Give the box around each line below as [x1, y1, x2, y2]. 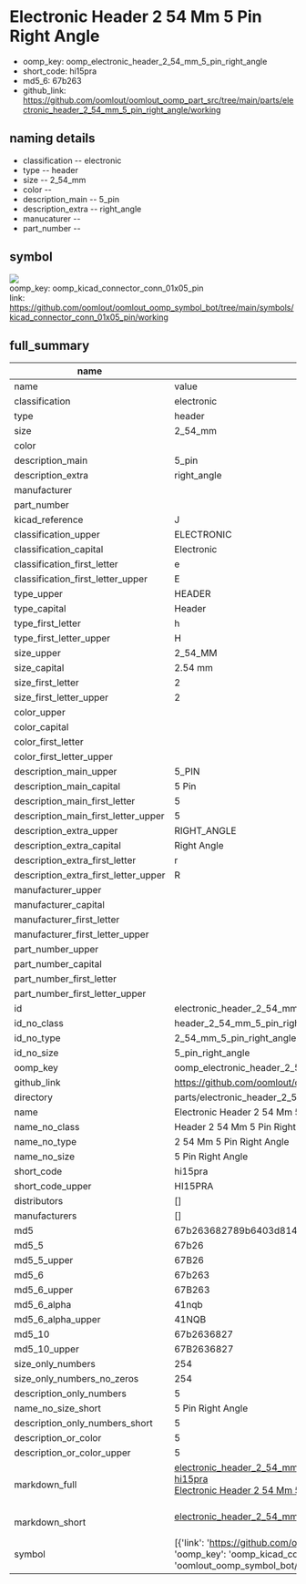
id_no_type [14, 1032, 61, 1044]
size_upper [14, 647, 61, 660]
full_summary [9, 337, 90, 353]
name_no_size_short [14, 1402, 102, 1414]
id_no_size [14, 1046, 59, 1059]
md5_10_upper [14, 1342, 79, 1355]
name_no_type [14, 1136, 77, 1148]
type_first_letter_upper [14, 632, 111, 644]
